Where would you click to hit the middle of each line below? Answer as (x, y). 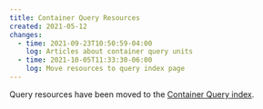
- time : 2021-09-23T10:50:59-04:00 (85, 43)
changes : (26, 35)
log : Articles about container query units (110, 52)
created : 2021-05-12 (49, 26)
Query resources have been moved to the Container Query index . (132, 94)
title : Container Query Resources (75, 18)
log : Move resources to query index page (105, 69)
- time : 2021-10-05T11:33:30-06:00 (85, 60)
